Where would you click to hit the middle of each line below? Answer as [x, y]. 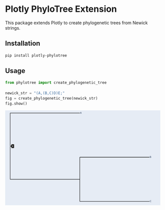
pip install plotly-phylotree [36, 55]
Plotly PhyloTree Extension [61, 9]
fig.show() [16, 104]
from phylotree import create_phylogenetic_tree [56, 83]
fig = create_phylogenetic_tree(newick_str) [51, 99]
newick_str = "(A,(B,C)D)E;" [35, 93]
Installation [23, 44]
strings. [13, 28]
